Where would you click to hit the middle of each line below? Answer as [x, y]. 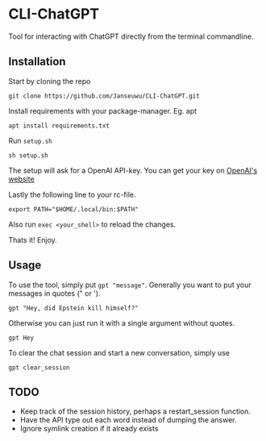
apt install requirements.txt [59, 126]
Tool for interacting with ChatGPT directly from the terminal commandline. [131, 36]
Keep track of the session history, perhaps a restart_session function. [135, 411]
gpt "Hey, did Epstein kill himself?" [73, 308]
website [21, 179]
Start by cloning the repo [50, 81]
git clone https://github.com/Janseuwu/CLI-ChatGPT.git [104, 96]
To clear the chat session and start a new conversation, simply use [119, 352]
